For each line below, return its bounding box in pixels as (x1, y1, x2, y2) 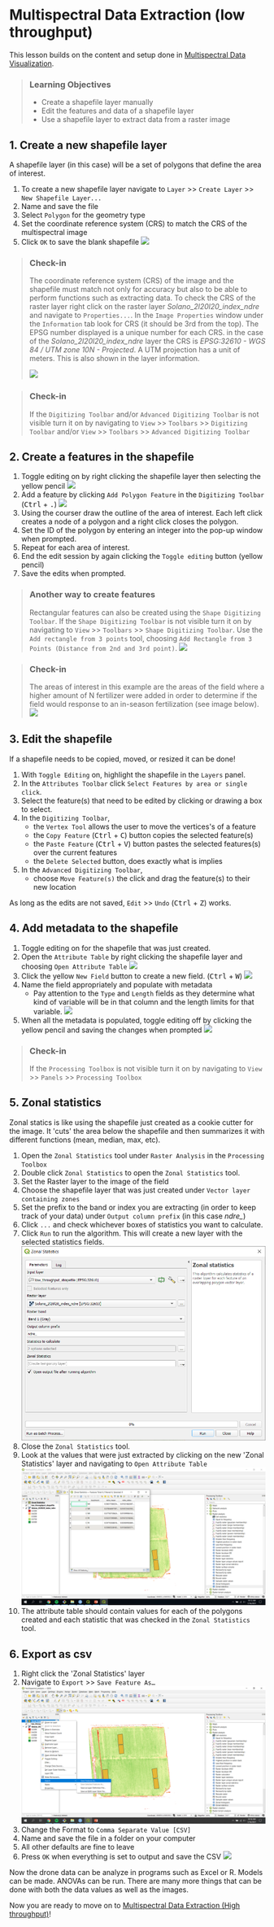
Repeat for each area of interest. (20, 543, 130, 552)
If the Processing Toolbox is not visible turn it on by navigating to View (28, 1063, 263, 1073)
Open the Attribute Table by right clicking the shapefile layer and (20, 952, 243, 961)
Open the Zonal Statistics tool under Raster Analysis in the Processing (20, 1150, 265, 1160)
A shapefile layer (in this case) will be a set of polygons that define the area (9, 160, 262, 170)
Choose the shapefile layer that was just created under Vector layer (20, 1185, 251, 1195)
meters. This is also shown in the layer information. (28, 354, 200, 364)
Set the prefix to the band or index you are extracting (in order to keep (20, 1202, 257, 1212)
